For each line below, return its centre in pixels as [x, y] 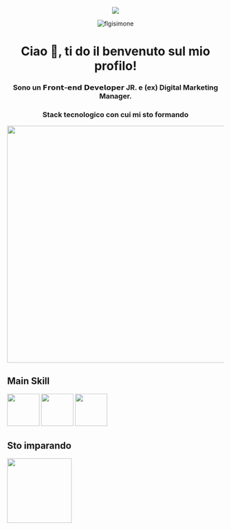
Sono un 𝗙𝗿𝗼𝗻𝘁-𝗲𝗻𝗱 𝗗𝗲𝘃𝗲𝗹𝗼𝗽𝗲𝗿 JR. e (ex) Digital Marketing [115, 88]
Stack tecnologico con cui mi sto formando [115, 115]
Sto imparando [40, 446]
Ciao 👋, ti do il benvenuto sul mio [115, 51]
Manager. [115, 96]
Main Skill [29, 381]
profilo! [115, 66]
